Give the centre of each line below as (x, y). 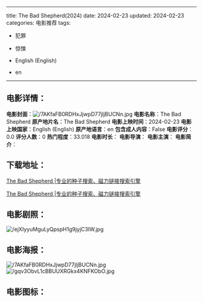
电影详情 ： (26, 98)
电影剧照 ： (26, 215)
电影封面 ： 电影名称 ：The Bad (94, 114)
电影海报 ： (26, 250)
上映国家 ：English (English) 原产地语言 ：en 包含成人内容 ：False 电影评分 (97, 129)
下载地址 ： (26, 165)
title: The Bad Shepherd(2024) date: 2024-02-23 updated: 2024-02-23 (95, 15)
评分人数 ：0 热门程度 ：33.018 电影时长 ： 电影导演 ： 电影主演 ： (95, 137)
